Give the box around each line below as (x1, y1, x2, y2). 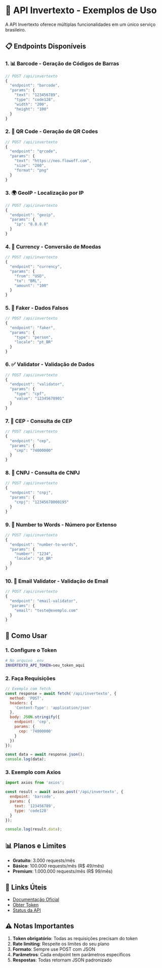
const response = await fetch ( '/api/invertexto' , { (5, 691, 116, 696)
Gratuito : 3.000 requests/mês (12, 857, 75, 864)
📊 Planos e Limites (5, 841, 66, 850)
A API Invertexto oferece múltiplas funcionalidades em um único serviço (5, 21, 156, 27)
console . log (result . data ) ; (5, 827, 62, 832)
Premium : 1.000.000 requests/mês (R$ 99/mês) (12, 868, 113, 874)
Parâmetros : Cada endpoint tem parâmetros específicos (12, 951, 131, 957)
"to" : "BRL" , (14, 278, 42, 283)
